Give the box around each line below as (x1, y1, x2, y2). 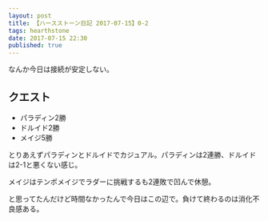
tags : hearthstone (8, 26, 70, 34)
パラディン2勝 (19, 113, 66, 123)
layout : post (8, 11, 52, 20)
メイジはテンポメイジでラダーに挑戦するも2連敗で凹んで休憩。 (8, 177, 216, 187)
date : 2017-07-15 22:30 (8, 34, 88, 42)
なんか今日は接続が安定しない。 (8, 65, 114, 74)
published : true (8, 42, 62, 50)
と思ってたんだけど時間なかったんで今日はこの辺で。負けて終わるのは (8, 194, 239, 203)
